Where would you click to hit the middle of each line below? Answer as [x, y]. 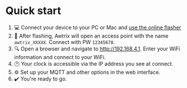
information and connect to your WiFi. [60, 57]
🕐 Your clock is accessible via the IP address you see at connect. [94, 63]
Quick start [33, 11]
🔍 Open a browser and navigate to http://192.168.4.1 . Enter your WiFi [97, 49]
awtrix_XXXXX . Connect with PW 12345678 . [64, 42]
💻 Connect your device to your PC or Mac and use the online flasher [98, 27]
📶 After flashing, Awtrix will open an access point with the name [91, 36]
